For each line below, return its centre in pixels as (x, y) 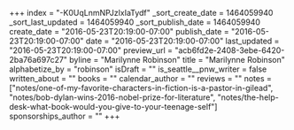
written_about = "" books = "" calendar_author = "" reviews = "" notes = (141, 78)
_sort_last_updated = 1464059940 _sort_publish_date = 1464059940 (135, 22)
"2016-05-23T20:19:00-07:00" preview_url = (91, 50)
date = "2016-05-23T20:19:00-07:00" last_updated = (182, 41)
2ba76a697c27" (39, 60)
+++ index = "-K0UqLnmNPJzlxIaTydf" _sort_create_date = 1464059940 (141, 13)
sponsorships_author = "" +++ (65, 116)
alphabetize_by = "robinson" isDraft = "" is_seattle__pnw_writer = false (138, 69)
